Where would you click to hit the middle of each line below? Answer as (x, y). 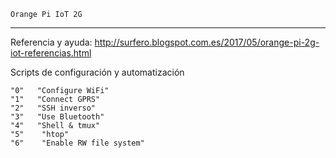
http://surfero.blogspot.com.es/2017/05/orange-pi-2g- (207, 42)
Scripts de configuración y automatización (97, 72)
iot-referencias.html (51, 53)
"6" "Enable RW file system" (77, 143)
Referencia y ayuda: (51, 42)
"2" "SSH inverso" (53, 108)
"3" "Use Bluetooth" (57, 117)
